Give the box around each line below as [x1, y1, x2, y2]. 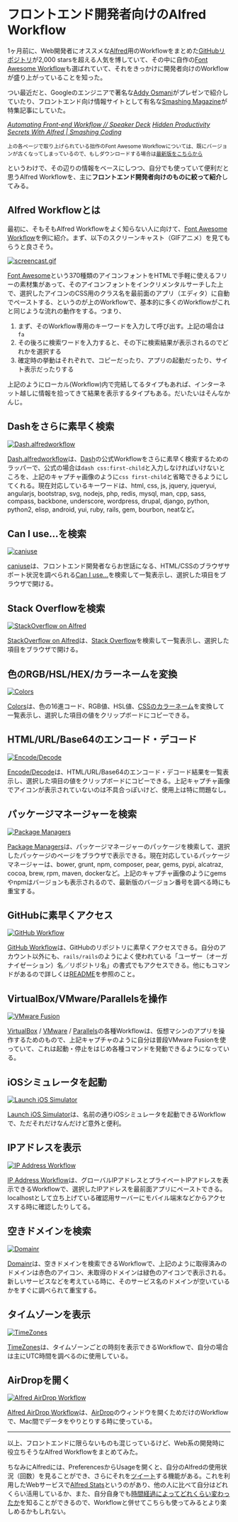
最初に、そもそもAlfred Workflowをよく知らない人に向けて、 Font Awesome [7, 225, 228, 233]
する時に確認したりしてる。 [13, 1202, 94, 1211]
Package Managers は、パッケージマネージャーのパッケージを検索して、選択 [7, 842, 230, 851]
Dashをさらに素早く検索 [7, 421, 115, 433]
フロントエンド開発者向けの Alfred [7, 6, 207, 23]
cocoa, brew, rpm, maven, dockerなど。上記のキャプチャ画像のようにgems [7, 868, 227, 878]
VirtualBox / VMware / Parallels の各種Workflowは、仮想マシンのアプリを [7, 1027, 219, 1035]
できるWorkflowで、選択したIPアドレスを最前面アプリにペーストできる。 [13, 1184, 227, 1193]
